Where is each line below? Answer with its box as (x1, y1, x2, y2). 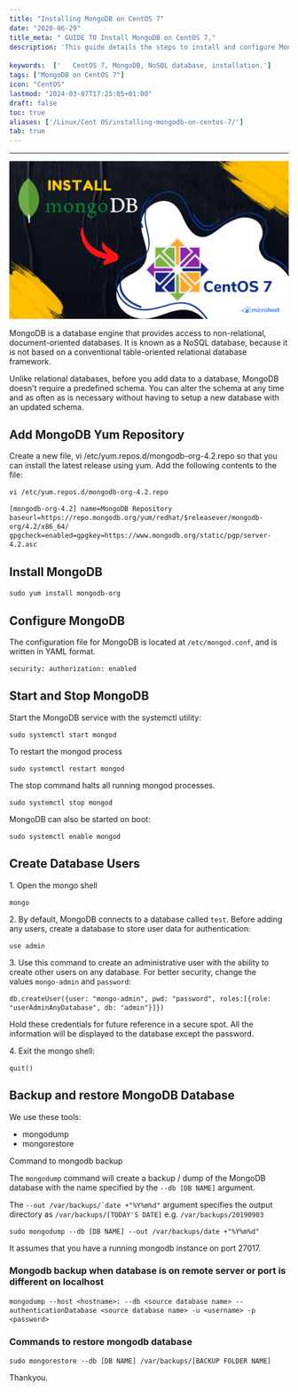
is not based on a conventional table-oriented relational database (9, 347, 247, 357)
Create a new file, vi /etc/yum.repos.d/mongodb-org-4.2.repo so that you (9, 451, 278, 461)
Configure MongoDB (9, 613, 126, 628)
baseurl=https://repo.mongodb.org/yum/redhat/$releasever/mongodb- (9, 514, 264, 523)
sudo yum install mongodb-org (9, 589, 122, 598)
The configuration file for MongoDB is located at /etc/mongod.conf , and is (9, 636, 278, 648)
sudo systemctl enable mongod (9, 832, 122, 841)
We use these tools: (9, 1111, 82, 1122)
